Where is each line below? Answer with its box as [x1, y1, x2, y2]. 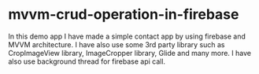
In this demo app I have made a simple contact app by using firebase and [8, 31, 246, 41]
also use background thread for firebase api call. [8, 57, 166, 66]
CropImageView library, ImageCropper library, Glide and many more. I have [8, 48, 252, 57]
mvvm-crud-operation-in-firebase [8, 6, 239, 24]
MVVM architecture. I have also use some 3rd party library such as [8, 39, 225, 49]
